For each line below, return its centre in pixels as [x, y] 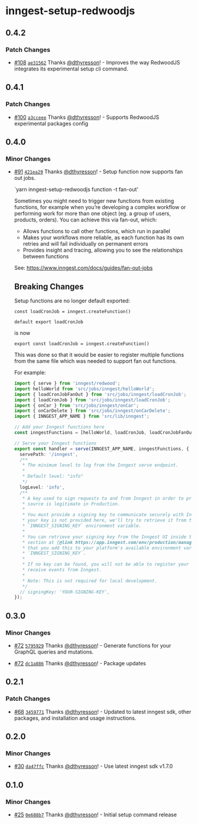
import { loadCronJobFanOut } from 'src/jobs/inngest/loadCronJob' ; [100, 394]
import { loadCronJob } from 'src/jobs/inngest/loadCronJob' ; [92, 400]
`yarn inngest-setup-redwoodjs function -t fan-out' [76, 189]
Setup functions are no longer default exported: [72, 301]
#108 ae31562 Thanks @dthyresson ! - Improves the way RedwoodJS [97, 62]
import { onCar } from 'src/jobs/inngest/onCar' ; [77, 405]
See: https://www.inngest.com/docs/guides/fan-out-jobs [83, 268]
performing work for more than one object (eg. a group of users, [92, 214]
